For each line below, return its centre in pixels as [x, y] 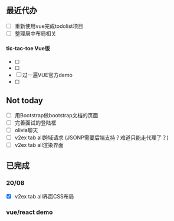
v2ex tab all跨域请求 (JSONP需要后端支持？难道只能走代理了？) [92, 137]
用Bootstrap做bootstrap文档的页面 [56, 115]
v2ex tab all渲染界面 [39, 145]
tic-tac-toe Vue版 [28, 48]
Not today [24, 100]
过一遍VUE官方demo [47, 75]
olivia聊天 [26, 130]
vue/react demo [29, 212]
